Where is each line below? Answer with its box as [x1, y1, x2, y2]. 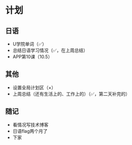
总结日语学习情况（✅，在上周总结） [12, 47, 88, 53]
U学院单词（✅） [12, 41, 47, 47]
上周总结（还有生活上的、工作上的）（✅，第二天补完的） [12, 91, 130, 97]
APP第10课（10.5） [12, 54, 53, 60]
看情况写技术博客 [12, 122, 49, 128]
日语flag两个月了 [12, 128, 48, 134]
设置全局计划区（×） [12, 84, 56, 91]
